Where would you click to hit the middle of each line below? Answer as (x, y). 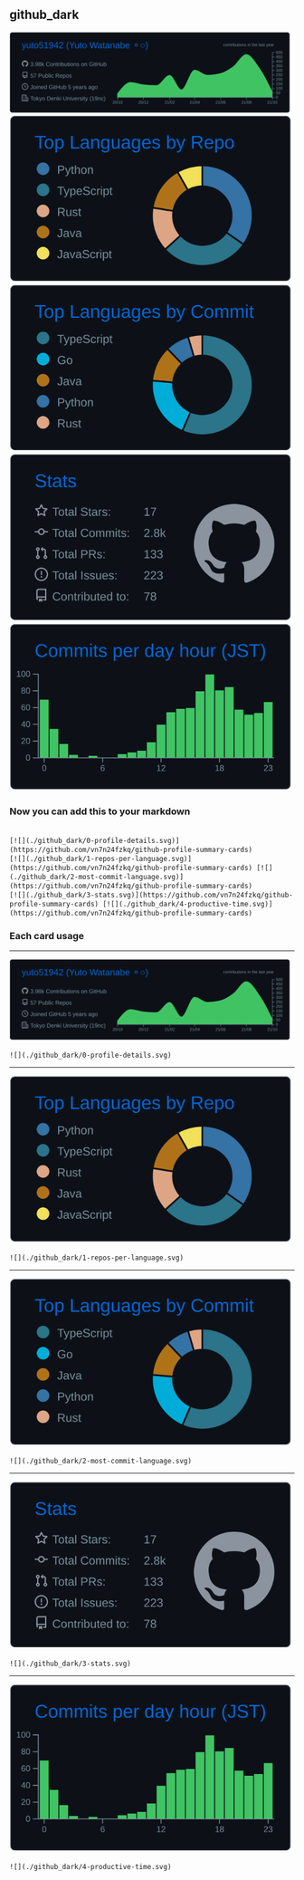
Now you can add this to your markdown (100, 811)
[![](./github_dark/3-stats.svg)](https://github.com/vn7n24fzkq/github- (152, 895)
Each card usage (47, 935)
